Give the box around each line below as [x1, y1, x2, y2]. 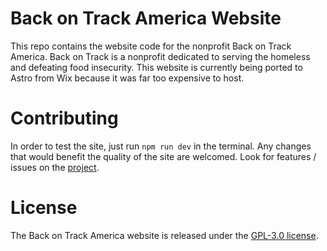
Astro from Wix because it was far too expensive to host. [10, 72, 245, 84]
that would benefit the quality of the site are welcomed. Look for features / [10, 150, 317, 162]
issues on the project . [10, 161, 100, 173]
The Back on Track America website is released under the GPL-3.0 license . [10, 229, 319, 241]
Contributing [10, 107, 119, 130]
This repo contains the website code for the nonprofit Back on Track [10, 40, 292, 52]
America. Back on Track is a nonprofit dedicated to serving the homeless [10, 50, 311, 62]
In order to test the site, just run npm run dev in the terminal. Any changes [10, 140, 312, 152]
